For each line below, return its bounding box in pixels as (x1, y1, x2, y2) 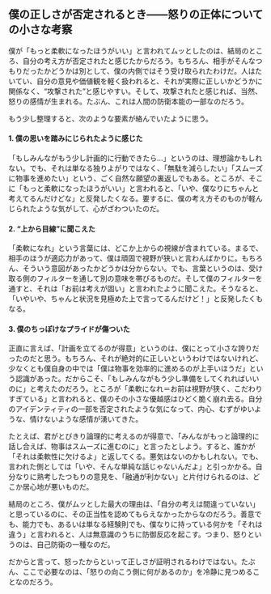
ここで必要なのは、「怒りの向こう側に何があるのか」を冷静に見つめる (22, 567, 253, 577)
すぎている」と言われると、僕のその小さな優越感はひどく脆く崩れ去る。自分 (8, 394, 263, 404)
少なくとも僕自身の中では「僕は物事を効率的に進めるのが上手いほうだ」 (8, 363, 249, 374)
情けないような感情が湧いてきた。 (29, 414, 143, 424)
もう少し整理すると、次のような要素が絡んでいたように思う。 (8, 113, 213, 123)
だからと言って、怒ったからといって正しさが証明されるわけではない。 (8, 557, 241, 566)
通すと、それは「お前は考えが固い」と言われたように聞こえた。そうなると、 (8, 284, 263, 294)
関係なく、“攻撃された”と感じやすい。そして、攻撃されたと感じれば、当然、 (8, 86, 263, 95)
